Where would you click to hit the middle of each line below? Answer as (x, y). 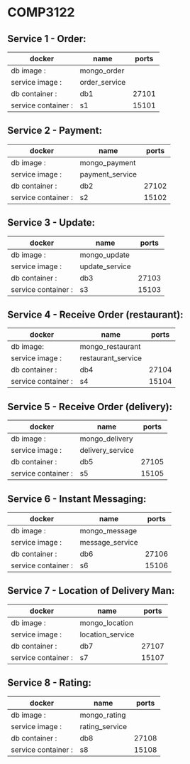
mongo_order (102, 70)
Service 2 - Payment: (55, 131)
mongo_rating (103, 715)
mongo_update (105, 255)
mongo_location (106, 622)
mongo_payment (108, 162)
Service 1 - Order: (47, 39)
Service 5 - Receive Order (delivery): (90, 407)
